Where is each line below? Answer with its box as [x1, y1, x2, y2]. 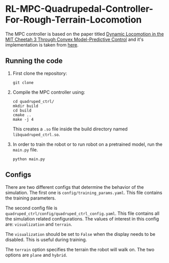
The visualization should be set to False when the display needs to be [5, 231, 156, 237]
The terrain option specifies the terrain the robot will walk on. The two [5, 246, 155, 252]
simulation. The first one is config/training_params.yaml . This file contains [5, 189, 162, 195]
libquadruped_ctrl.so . [12, 131, 60, 137]
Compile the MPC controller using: [12, 89, 85, 95]
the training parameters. [5, 195, 56, 201]
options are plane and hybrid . [5, 252, 67, 258]
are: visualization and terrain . [5, 221, 73, 227]
